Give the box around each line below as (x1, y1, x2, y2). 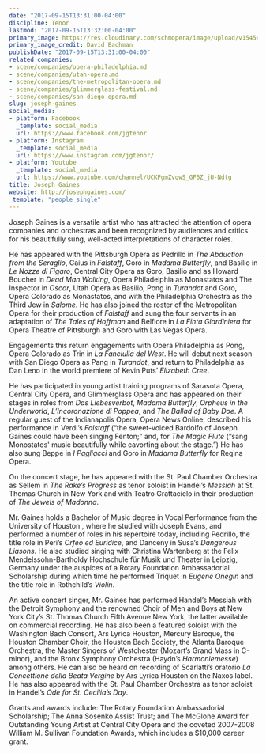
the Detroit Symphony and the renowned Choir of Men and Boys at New (9, 603, 243, 613)
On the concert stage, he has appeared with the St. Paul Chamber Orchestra (9, 472, 257, 481)
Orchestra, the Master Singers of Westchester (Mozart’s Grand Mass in (9, 646, 240, 655)
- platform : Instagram (9, 136, 84, 145)
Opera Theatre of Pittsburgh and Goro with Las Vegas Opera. (9, 325, 208, 335)
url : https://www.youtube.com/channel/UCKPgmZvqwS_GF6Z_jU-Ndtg (16, 173, 232, 182)
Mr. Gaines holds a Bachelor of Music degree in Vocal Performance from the (9, 512, 257, 522)
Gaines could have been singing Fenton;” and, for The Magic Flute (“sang (9, 431, 248, 441)
